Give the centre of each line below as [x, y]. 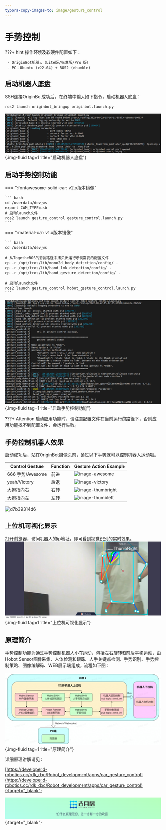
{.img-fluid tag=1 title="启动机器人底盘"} [46, 158]
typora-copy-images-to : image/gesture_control [54, 10]
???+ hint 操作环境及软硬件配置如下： [43, 52]
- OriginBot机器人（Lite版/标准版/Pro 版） [49, 62]
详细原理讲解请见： [25, 759]
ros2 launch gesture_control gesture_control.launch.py [64, 218]
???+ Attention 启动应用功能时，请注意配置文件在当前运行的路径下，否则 [79, 419]
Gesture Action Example [99, 466]
